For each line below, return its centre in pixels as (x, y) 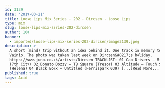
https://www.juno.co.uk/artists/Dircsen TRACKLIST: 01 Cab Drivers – (82, 60)
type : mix (15, 23)
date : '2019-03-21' (25, 14)
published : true (22, 73)
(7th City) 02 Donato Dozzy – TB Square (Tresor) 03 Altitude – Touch (83, 64)
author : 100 (17, 32)
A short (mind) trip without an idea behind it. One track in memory (82, 50)
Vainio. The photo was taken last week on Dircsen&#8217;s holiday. (81, 55)
